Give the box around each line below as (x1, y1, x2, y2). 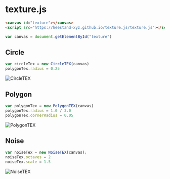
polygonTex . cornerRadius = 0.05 (5, 113, 73, 118)
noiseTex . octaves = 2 (5, 155, 51, 160)
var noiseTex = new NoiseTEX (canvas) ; (5, 150, 87, 155)
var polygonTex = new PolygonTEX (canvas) (5, 103, 94, 108)
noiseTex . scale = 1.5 (5, 159, 51, 165)
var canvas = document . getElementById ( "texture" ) (5, 34, 112, 39)
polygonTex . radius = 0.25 (5, 66, 60, 71)
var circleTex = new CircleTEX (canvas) (5, 62, 90, 67)
